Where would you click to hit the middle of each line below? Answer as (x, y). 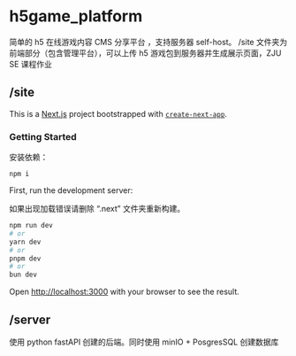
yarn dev (25, 242)
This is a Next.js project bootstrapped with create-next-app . (118, 113)
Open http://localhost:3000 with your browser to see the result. (125, 292)
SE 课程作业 (31, 64)
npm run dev (31, 226)
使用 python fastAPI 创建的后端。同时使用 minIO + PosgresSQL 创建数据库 (144, 342)
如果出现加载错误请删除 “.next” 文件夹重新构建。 (97, 209)
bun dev (23, 275)
